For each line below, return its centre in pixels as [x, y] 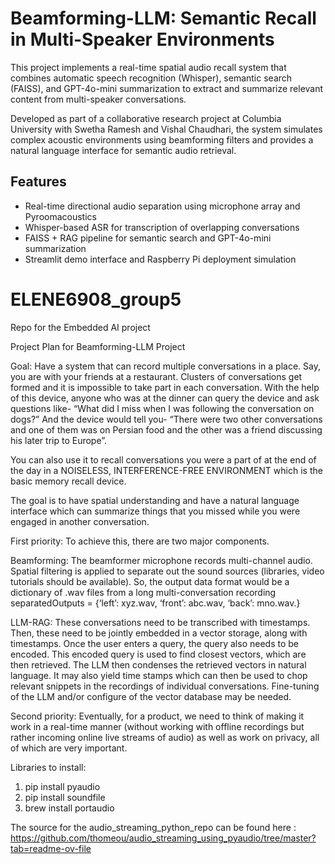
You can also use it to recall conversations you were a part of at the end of [163, 459]
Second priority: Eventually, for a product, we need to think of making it [157, 716]
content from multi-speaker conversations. [98, 99]
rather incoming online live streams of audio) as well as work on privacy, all [165, 737]
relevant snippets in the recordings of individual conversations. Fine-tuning [165, 686]
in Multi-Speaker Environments [142, 39]
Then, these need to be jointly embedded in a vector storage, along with [159, 633]
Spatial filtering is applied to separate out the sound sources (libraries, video [167, 571]
